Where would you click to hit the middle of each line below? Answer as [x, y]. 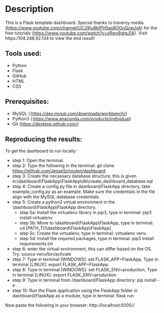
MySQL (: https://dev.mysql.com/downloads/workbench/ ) [70, 113]
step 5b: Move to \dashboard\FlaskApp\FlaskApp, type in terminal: [86, 223]
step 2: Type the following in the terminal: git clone [63, 166]
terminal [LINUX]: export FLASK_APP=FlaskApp [60, 265]
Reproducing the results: [44, 139]
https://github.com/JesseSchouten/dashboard [59, 171]
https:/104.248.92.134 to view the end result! [50, 38]
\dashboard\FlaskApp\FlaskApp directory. [54, 207]
